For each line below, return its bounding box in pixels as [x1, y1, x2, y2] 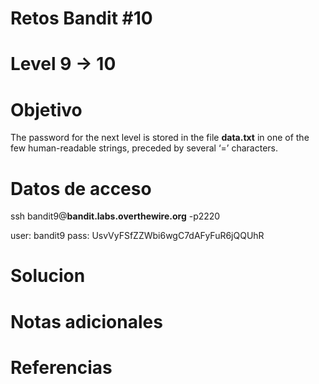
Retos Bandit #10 [10, 7, 153, 30]
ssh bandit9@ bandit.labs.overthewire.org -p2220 [10, 210, 221, 222]
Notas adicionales [10, 310, 163, 333]
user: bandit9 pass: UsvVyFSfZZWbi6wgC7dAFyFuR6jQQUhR [10, 230, 265, 242]
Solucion [10, 265, 86, 287]
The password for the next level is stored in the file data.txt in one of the [10, 132, 310, 144]
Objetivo [10, 98, 83, 121]
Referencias [10, 356, 113, 379]
